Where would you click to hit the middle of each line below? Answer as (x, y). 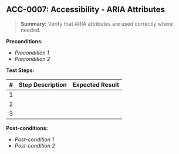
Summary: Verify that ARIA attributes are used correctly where (97, 23)
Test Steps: (20, 70)
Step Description (43, 84)
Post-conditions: (27, 128)
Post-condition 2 (35, 145)
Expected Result (96, 84)
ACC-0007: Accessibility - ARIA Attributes (86, 10)
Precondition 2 (32, 59)
